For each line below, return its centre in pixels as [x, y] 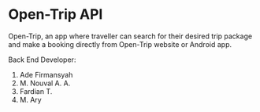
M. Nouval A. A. [45, 83]
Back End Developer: [42, 60]
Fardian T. [36, 91]
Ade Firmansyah [46, 74]
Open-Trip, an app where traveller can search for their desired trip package [130, 36]
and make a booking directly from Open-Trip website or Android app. [120, 44]
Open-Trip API [56, 14]
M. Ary [30, 99]
